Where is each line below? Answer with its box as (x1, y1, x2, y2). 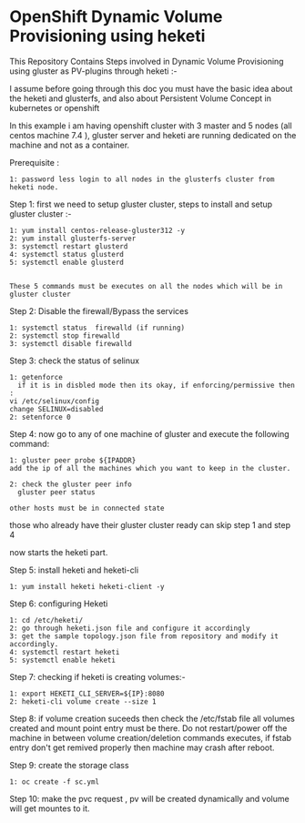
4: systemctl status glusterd (9, 249, 125, 259)
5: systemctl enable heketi (9, 655, 117, 665)
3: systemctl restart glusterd (9, 241, 128, 251)
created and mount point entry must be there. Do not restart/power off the (9, 722, 288, 734)
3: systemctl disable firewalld (9, 339, 132, 348)
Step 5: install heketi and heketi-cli (9, 564, 139, 575)
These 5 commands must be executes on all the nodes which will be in (9, 281, 283, 290)
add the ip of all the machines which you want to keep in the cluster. (9, 463, 291, 472)
